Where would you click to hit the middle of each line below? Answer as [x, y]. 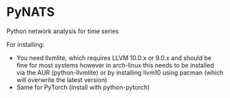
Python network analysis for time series [63, 31]
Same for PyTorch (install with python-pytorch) [83, 87]
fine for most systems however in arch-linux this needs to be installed [115, 65]
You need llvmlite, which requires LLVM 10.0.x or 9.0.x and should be [114, 58]
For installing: [25, 44]
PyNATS [31, 12]
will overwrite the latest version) [62, 79]
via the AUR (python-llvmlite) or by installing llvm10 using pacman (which [120, 72]
